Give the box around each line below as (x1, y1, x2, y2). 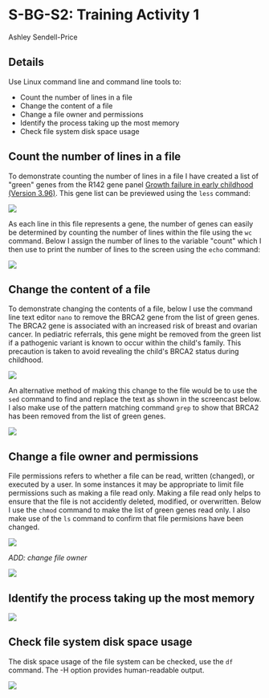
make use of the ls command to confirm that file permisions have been (8, 514, 244, 524)
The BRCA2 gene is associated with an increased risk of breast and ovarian (8, 321, 258, 331)
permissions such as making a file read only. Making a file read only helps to (8, 488, 261, 498)
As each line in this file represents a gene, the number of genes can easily (8, 218, 254, 228)
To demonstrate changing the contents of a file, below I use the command (8, 304, 253, 314)
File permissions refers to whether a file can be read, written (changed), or (8, 471, 255, 481)
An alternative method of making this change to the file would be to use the (8, 386, 258, 395)
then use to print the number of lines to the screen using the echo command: (8, 244, 261, 254)
